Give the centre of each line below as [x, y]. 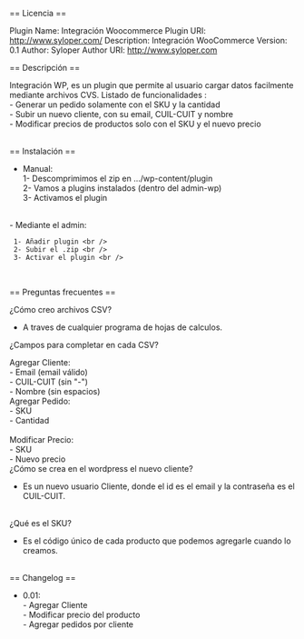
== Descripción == [45, 68]
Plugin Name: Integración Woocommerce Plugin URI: [108, 30]
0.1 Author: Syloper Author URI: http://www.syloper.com [113, 50]
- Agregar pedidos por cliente [78, 624]
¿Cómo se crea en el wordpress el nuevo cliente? [101, 469]
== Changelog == [43, 578]
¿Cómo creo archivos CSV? [60, 310]
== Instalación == [43, 151]
